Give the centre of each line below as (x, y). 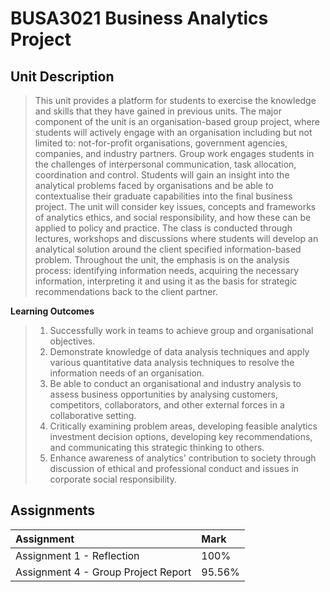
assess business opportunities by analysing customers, (163, 394)
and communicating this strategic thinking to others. (157, 447)
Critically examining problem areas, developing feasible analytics (183, 426)
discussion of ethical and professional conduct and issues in (174, 468)
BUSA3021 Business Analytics (139, 18)
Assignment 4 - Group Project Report (103, 572)
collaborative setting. (93, 415)
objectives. (72, 341)
